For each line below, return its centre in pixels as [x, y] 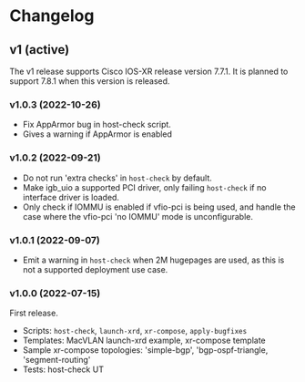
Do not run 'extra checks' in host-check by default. [117, 178]
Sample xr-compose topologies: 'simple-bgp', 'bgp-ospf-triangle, [145, 350]
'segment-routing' [56, 360]
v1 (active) [40, 50]
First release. [34, 313]
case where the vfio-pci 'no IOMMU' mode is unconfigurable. [137, 216]
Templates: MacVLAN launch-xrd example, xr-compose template [144, 341]
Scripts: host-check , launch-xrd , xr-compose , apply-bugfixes [135, 331]
